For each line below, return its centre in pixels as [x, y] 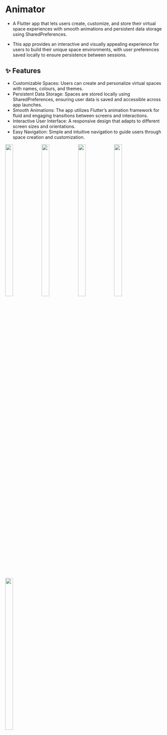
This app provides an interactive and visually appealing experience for [86, 44]
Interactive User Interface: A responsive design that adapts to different [86, 121]
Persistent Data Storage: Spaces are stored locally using [71, 94]
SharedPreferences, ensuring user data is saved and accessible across [87, 99]
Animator [25, 9]
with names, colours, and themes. [48, 88]
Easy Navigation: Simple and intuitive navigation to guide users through [87, 132]
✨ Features [23, 71]
